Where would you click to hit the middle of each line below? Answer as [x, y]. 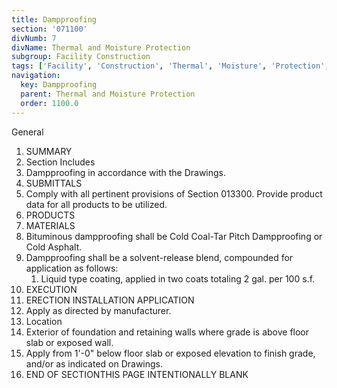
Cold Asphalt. [54, 247]
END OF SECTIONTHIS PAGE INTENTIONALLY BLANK [137, 374]
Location [44, 321]
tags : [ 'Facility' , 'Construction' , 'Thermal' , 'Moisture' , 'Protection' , [170, 66]
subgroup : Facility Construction [81, 57]
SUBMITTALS [54, 183]
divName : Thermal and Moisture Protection [101, 47]
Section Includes [60, 162]
